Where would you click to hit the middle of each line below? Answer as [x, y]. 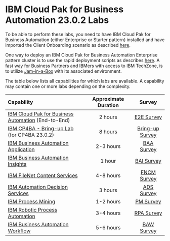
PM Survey [148, 201]
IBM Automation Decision [38, 187]
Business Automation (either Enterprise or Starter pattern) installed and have [85, 40]
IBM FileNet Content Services [43, 175]
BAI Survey [148, 161]
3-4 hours [108, 213]
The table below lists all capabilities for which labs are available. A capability [85, 81]
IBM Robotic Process [33, 209]
